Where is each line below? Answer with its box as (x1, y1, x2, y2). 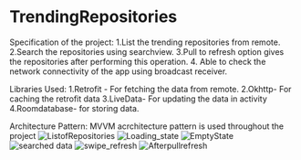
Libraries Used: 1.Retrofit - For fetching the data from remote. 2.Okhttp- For (9, 83, 292, 94)
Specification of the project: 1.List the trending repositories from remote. (9, 37, 281, 48)
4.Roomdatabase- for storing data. (9, 102, 140, 113)
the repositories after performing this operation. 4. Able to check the (9, 56, 266, 67)
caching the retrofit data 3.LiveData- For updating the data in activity (9, 93, 267, 104)
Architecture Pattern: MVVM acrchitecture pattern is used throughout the (9, 121, 285, 132)
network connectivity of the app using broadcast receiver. (9, 66, 228, 77)
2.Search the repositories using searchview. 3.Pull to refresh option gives (9, 46, 285, 57)
